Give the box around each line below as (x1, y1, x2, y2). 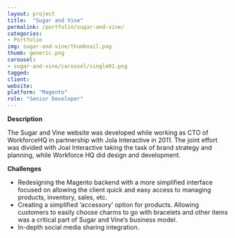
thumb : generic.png (7, 50, 65, 57)
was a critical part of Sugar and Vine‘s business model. (17, 215, 178, 224)
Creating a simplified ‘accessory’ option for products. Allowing (17, 201, 200, 208)
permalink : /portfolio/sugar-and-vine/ (7, 23, 125, 30)
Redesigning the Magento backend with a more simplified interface (17, 178, 213, 187)
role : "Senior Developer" (7, 96, 83, 103)
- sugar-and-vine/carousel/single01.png (7, 63, 128, 70)
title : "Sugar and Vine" (7, 17, 83, 24)
